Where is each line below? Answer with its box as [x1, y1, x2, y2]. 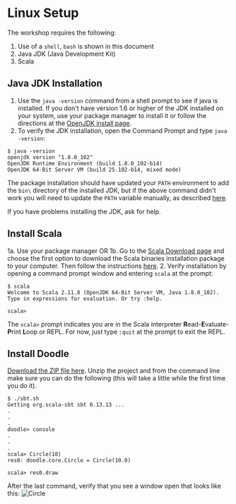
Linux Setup [7, 5, 79, 21]
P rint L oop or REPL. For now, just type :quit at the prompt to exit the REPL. [7, 327, 225, 336]
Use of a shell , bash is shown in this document [17, 42, 154, 50]
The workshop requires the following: [7, 28, 117, 37]
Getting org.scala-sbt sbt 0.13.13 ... [7, 402, 125, 409]
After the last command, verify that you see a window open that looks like [7, 482, 221, 491]
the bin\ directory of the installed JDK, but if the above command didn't [7, 186, 217, 194]
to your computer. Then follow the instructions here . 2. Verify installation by [7, 262, 227, 270]
